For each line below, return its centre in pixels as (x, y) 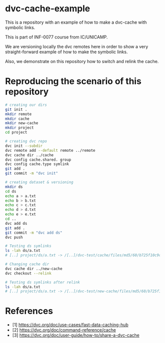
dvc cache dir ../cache (29, 155)
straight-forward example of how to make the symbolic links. (67, 52)
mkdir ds (14, 187)
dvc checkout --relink (28, 273)
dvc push (14, 237)
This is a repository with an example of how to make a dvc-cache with (76, 22)
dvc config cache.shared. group (38, 160)
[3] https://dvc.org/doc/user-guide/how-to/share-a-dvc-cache (76, 335)
